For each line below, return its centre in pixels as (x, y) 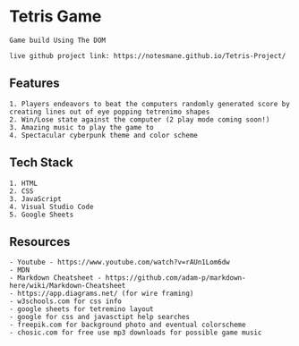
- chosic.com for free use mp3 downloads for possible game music (136, 333)
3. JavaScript (36, 198)
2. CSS (21, 191)
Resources (40, 242)
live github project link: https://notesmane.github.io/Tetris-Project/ (148, 55)
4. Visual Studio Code (51, 207)
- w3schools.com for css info (66, 301)
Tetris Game (56, 17)
